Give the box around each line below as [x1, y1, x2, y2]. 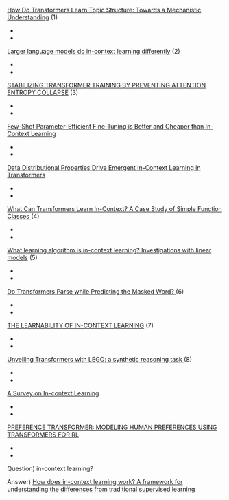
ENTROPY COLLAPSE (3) [7, 89, 79, 96]
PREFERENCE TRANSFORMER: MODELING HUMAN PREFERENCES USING [7, 423, 217, 431]
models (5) [7, 254, 38, 261]
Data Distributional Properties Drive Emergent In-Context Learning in [7, 164, 201, 171]
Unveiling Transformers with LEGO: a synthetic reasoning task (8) [7, 356, 193, 363]
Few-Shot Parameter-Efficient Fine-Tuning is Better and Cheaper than [7, 122, 204, 130]
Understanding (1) [7, 13, 58, 21]
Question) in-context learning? [7, 464, 94, 472]
